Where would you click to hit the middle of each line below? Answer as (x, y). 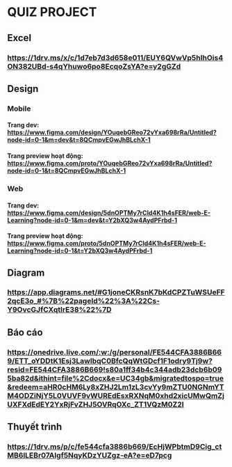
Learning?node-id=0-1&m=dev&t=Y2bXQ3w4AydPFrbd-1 (92, 220)
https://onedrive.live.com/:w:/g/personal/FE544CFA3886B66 (115, 352)
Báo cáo (25, 332)
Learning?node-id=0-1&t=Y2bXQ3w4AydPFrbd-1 (80, 251)
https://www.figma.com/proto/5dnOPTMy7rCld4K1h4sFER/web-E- (107, 244)
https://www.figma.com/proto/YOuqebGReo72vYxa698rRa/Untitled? (110, 163)
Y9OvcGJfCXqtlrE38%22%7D (60, 310)
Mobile (19, 109)
